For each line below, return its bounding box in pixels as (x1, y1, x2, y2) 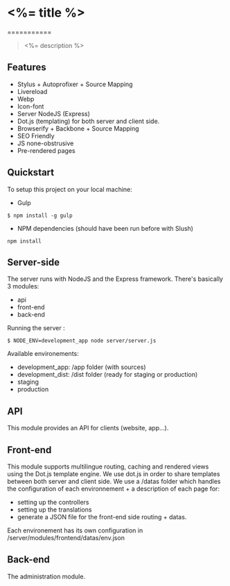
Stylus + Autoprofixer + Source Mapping (17, 80, 133, 88)
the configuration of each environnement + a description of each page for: (7, 485, 220, 493)
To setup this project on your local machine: (7, 185, 133, 193)
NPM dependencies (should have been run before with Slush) (17, 224, 194, 232)
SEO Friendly (17, 131, 55, 140)
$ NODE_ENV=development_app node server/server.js (7, 337, 157, 345)
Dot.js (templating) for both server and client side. (17, 117, 160, 125)
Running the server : (7, 324, 66, 332)
